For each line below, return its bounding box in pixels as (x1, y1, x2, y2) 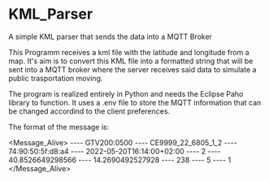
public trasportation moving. (8, 73, 103, 83)
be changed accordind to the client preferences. (8, 106, 171, 116)
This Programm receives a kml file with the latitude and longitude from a (8, 47, 249, 57)
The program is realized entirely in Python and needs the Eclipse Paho (8, 88, 244, 98)
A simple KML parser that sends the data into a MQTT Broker (8, 32, 213, 41)
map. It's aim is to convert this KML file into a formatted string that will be (8, 56, 254, 66)
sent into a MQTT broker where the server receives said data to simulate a (8, 64, 257, 74)
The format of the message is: (8, 122, 110, 131)
